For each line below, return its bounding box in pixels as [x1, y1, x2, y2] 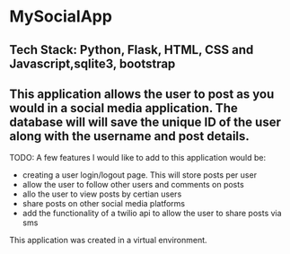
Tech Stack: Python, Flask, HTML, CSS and [9, 42, 254, 57]
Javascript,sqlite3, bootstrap [9, 56, 176, 71]
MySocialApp [9, 6, 112, 27]
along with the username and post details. [9, 128, 250, 144]
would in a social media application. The [9, 101, 238, 116]
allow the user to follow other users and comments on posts [22, 180, 244, 190]
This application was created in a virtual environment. [9, 235, 208, 246]
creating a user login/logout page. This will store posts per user [22, 170, 258, 180]
